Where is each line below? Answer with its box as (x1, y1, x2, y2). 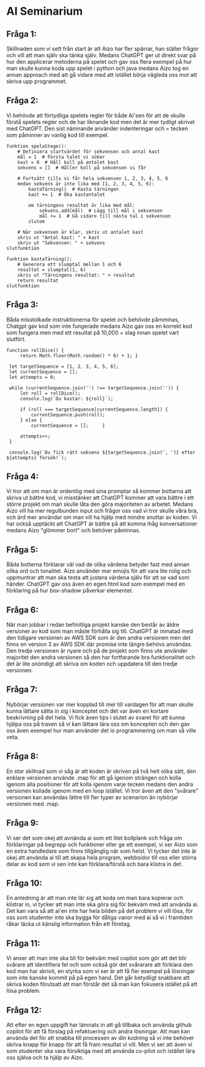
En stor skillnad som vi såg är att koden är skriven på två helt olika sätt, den (6, 767, 197, 775)
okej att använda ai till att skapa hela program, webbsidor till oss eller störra (6, 853, 197, 861)
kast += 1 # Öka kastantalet (28, 192, 105, 198)
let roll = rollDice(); (20, 390, 81, 397)
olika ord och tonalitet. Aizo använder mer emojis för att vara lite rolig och (6, 567, 192, 575)
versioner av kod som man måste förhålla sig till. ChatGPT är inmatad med (6, 627, 193, 635)
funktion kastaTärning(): (6, 256, 72, 262)
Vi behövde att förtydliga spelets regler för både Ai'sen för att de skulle (6, 112, 185, 119)
